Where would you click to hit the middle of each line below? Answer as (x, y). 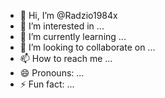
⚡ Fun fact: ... (47, 84)
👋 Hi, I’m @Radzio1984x (68, 15)
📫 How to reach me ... (66, 58)
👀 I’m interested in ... (62, 26)
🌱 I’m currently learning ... (73, 36)
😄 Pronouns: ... (52, 73)
